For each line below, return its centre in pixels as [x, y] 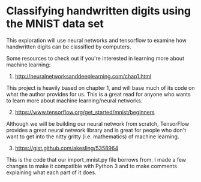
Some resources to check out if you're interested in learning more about [95, 58]
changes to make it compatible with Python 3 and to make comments [91, 166]
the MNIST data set [55, 24]
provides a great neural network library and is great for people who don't [96, 130]
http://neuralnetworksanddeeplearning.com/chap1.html [83, 76]
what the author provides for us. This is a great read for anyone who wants [98, 94]
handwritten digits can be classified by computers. [69, 47]
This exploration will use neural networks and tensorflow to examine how [97, 40]
